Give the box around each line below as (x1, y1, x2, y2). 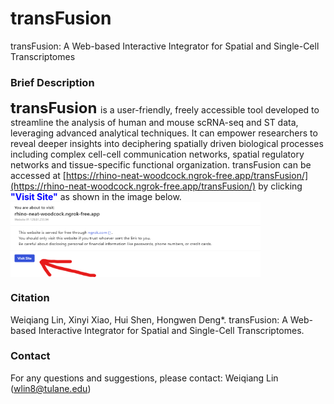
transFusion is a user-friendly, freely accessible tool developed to (10, 98, 320, 118)
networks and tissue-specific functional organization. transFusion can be (10, 159, 312, 171)
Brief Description (10, 75, 95, 89)
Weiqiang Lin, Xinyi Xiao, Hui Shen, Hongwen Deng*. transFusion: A (10, 313, 288, 326)
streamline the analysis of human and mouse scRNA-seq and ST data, (10, 117, 299, 129)
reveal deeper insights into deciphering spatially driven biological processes (10, 138, 324, 150)
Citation (10, 291, 50, 305)
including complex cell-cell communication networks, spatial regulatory (10, 148, 305, 161)
